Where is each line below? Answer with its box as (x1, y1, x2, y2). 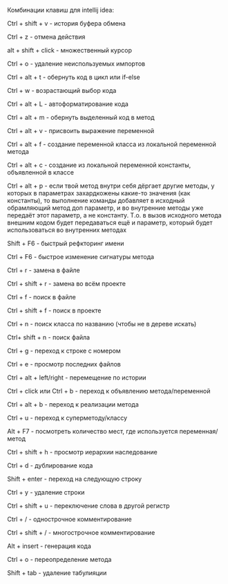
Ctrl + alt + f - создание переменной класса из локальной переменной (7, 140, 216, 148)
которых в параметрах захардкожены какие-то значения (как (7, 189, 191, 197)
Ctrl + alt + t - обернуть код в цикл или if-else (7, 73, 140, 81)
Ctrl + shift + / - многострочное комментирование (7, 529, 155, 536)
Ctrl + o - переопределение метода (7, 556, 112, 563)
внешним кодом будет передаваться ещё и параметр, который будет (7, 218, 213, 227)
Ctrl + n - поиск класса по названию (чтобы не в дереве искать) (7, 320, 197, 328)
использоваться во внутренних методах (7, 226, 126, 234)
